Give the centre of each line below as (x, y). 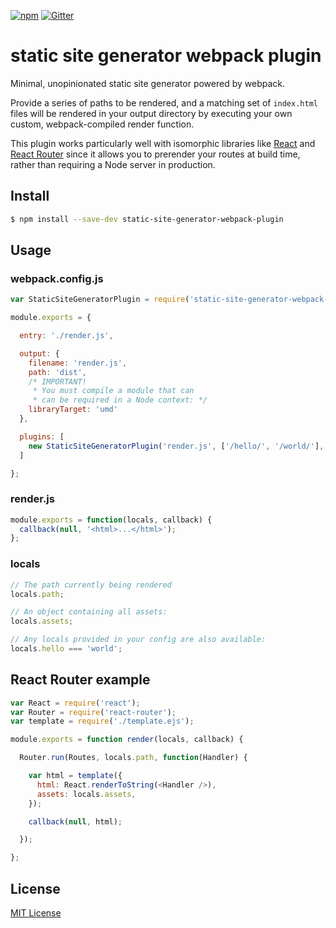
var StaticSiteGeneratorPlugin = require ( (100, 300)
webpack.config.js (57, 278)
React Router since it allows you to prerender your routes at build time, (155, 154)
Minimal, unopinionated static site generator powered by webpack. (148, 83)
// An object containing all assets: (89, 612)
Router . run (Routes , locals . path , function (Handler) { (133, 758)
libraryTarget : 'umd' (73, 410)
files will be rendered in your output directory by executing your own (151, 113)
